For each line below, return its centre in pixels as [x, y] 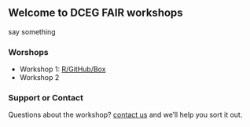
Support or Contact [46, 98]
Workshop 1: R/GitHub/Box [63, 69]
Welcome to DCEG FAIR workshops [96, 13]
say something [32, 31]
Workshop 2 [39, 78]
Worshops [28, 52]
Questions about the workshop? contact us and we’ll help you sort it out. [125, 115]
